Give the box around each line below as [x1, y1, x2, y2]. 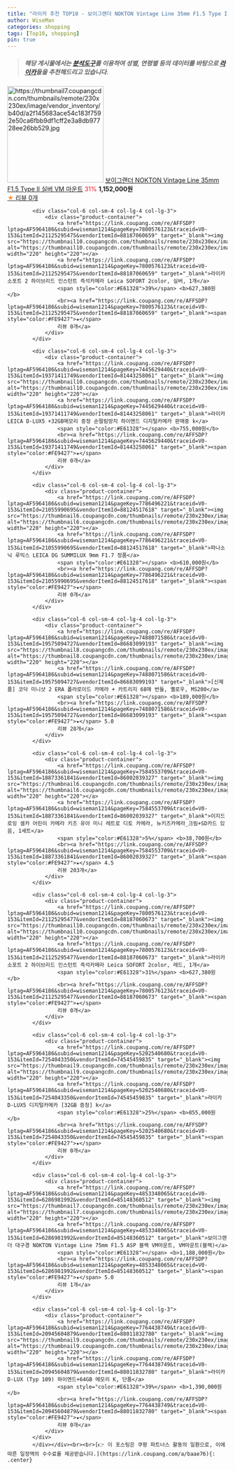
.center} [7, 1457, 33, 1464]
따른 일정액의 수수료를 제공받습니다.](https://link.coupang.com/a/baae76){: [7, 1450, 215, 1458]
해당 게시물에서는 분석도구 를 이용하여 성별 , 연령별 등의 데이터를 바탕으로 [24, 59, 219, 67]
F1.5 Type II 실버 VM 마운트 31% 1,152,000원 [7, 185, 134, 193]
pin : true [7, 36, 36, 43]
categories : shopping [7, 23, 71, 30]
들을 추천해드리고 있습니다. [36, 67, 109, 76]
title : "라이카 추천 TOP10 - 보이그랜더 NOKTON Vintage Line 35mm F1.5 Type [7, 10, 222, 18]
